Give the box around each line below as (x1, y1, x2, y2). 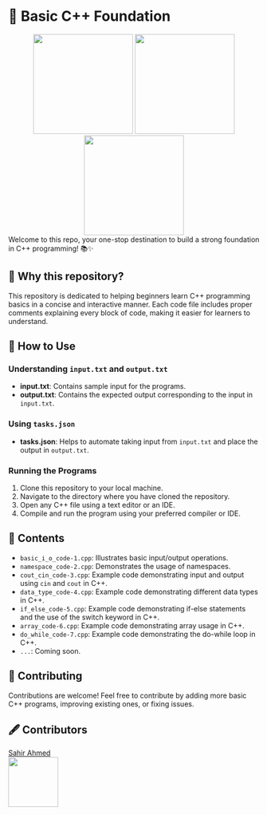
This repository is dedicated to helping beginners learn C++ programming (8, 291, 251, 300)
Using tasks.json (8, 418, 76, 429)
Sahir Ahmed (8, 748, 51, 758)
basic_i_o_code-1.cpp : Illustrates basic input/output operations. (19, 552, 229, 562)
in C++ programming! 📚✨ (8, 243, 94, 253)
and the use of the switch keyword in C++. (19, 612, 160, 622)
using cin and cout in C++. (19, 578, 108, 588)
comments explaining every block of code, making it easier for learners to (8, 307, 251, 318)
